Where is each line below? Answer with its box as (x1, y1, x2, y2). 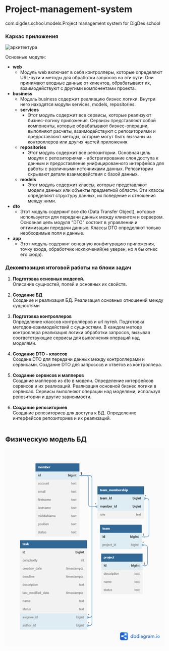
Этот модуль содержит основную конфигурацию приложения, (20, 241, 155, 247)
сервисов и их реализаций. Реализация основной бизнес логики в (12, 383, 156, 389)
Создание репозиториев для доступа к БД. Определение (12, 410, 137, 416)
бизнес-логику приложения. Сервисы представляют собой (27, 118, 156, 124)
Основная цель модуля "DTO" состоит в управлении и (20, 220, 138, 226)
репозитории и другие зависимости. (12, 394, 92, 400)
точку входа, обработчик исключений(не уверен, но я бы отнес (20, 246, 158, 252)
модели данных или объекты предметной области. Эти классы (27, 187, 164, 193)
